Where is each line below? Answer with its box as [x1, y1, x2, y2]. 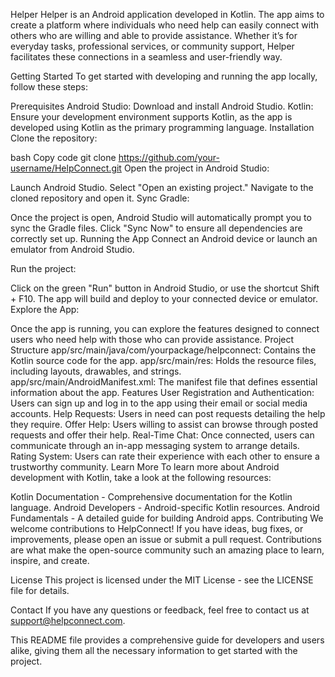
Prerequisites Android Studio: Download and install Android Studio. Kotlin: [10, 100, 314, 112]
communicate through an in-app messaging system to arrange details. [10, 440, 300, 451]
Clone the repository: [10, 132, 98, 144]
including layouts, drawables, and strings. [10, 365, 182, 377]
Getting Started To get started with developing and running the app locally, [10, 70, 318, 82]
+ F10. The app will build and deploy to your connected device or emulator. [10, 293, 319, 304]
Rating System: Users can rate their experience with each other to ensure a [10, 450, 320, 462]
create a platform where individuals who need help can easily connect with [10, 19, 320, 31]
